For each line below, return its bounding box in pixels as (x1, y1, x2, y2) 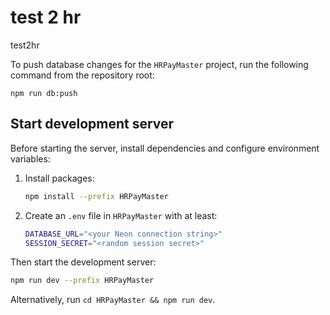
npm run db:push (10, 88, 78, 98)
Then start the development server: (10, 256, 157, 268)
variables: (10, 152, 51, 165)
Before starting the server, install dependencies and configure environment (10, 142, 320, 154)
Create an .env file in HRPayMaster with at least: (24, 209, 218, 221)
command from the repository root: (10, 69, 155, 81)
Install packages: (24, 172, 95, 184)
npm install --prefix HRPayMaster (24, 191, 169, 201)
